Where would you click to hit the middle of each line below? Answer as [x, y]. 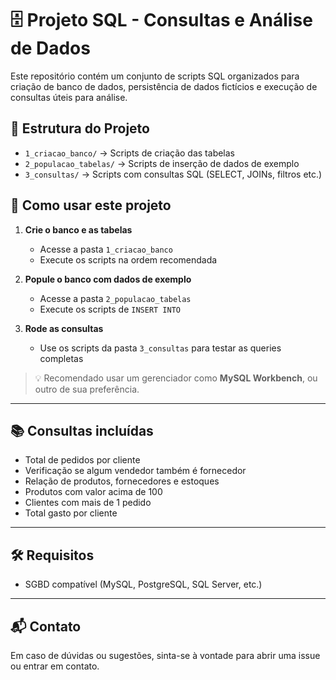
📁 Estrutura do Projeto [80, 128]
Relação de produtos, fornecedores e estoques [122, 481]
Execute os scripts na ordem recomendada [128, 259]
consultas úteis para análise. [69, 97]
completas [61, 358]
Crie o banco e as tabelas [78, 229]
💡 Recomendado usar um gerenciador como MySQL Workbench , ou [176, 378]
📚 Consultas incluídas [82, 430]
